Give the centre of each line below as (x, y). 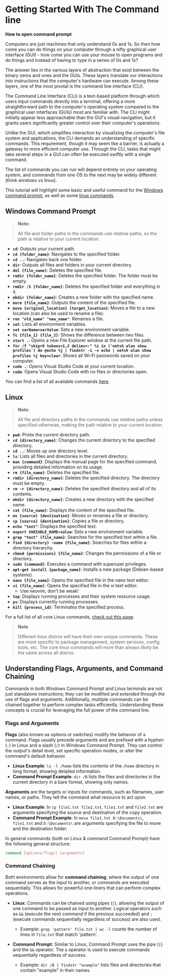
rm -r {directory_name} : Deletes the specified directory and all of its (84, 488)
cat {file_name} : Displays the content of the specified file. (74, 510)
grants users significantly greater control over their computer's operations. (83, 123)
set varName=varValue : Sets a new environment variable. (71, 329)
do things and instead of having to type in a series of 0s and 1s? (72, 60)
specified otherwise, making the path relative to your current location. (90, 425)
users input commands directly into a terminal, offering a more (70, 101)
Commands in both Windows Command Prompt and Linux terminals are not (84, 689)
